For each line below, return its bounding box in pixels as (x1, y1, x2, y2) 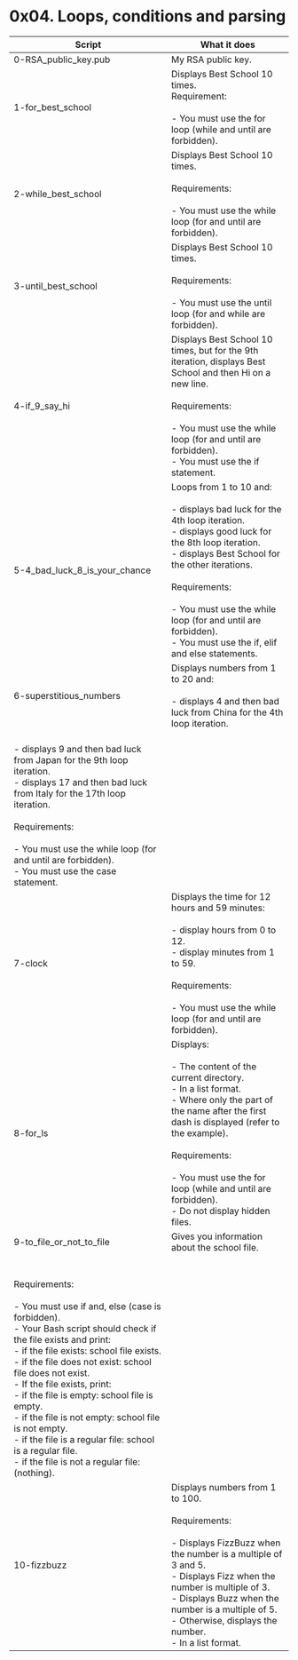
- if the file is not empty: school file (13, 1410, 161, 1423)
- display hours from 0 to (171, 924, 277, 936)
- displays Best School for (171, 547, 281, 560)
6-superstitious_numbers (13, 689, 122, 702)
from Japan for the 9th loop (13, 753, 129, 766)
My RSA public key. (171, 53, 252, 66)
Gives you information (171, 1230, 263, 1243)
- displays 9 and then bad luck (13, 743, 142, 755)
